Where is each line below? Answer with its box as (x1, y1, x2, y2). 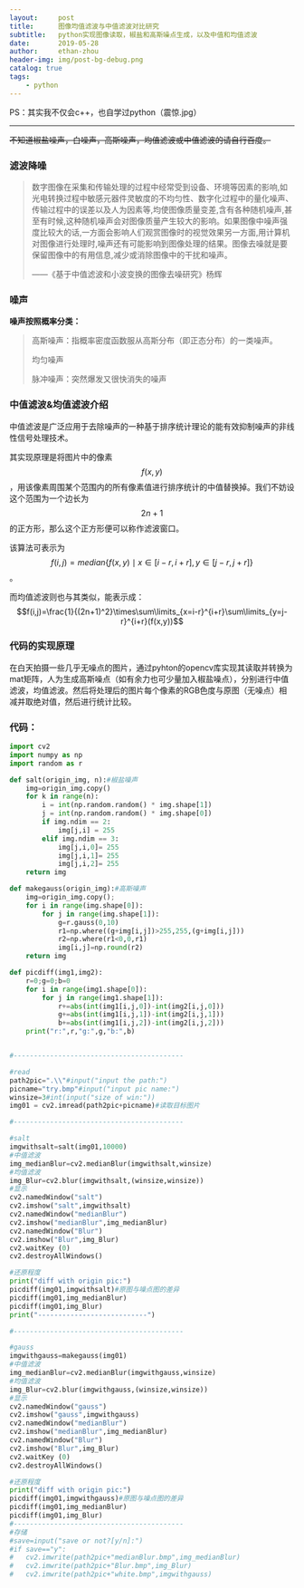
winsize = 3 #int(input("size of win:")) (9, 1092, 156, 1102)
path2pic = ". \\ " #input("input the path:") (9, 1075, 168, 1085)
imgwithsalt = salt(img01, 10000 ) (9, 1142, 128, 1151)
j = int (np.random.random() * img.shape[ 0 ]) (42, 809, 213, 818)
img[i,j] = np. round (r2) (57, 943, 144, 952)
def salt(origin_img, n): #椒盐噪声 (9, 775, 138, 784)
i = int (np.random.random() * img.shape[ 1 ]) (42, 801, 213, 810)
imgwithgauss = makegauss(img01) (9, 1352, 128, 1361)
